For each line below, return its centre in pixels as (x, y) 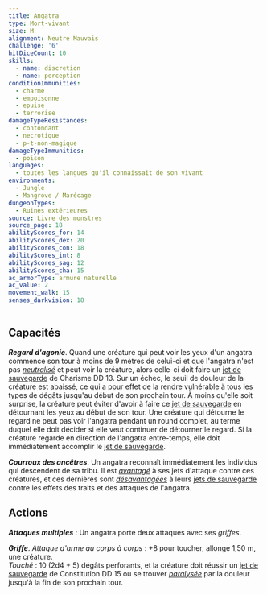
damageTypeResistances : (48, 121)
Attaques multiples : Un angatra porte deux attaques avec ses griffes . (125, 532)
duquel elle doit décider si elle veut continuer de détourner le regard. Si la (130, 429)
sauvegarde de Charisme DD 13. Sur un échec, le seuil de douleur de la (126, 378)
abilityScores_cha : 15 (46, 271)
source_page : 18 (35, 225)
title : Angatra (34, 16)
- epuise (30, 105)
